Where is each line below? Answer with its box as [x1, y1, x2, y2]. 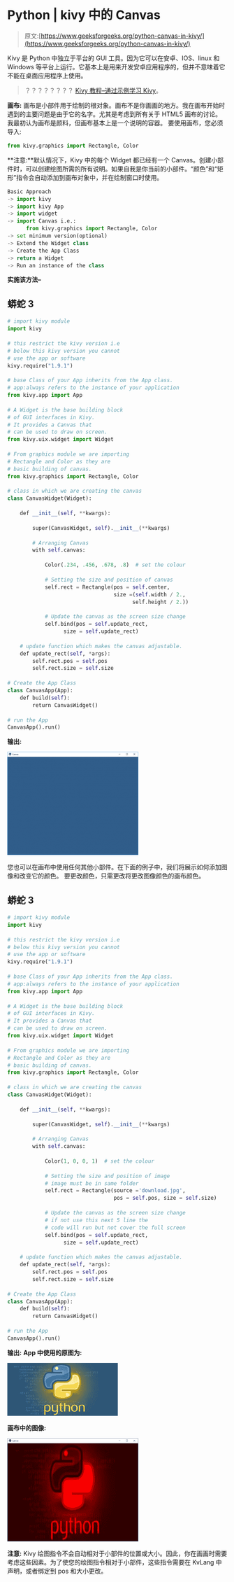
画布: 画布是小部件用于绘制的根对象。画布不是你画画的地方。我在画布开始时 [7, 101, 226, 109]
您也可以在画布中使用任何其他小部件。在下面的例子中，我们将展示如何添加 [7, 863, 221, 871]
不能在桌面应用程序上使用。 [7, 71, 87, 80]
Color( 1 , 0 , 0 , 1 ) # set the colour [44, 1157, 155, 1165]
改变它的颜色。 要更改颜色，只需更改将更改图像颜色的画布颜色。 [19, 871, 205, 880]
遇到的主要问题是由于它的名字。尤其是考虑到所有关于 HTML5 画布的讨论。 [7, 110, 222, 118]
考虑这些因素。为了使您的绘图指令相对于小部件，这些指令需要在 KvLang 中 [7, 1557, 222, 1566]
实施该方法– [7, 275, 41, 284]
